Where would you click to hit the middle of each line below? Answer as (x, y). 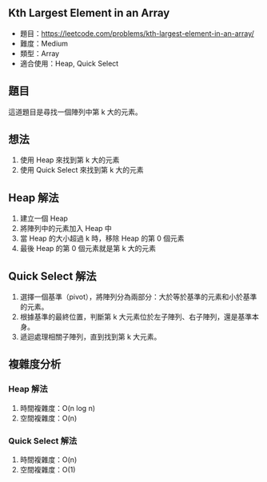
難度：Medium (44, 43)
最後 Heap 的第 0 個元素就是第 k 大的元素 (88, 249)
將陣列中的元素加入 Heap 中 (66, 229)
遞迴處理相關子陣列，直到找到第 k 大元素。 (90, 337)
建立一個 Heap (44, 218)
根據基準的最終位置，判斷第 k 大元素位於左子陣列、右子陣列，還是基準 (136, 317)
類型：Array (40, 53)
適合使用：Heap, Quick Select (69, 63)
